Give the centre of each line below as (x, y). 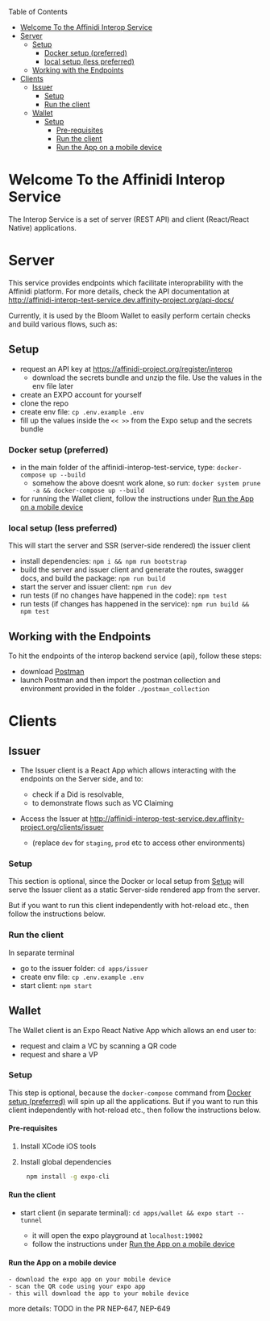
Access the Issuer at (54, 819)
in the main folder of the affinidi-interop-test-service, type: (117, 467)
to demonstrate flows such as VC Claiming (102, 803)
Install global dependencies (66, 1162)
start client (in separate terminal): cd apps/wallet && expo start (127, 1213)
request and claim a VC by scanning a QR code (98, 1046)
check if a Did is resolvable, (78, 794)
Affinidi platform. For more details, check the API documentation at (119, 291)
